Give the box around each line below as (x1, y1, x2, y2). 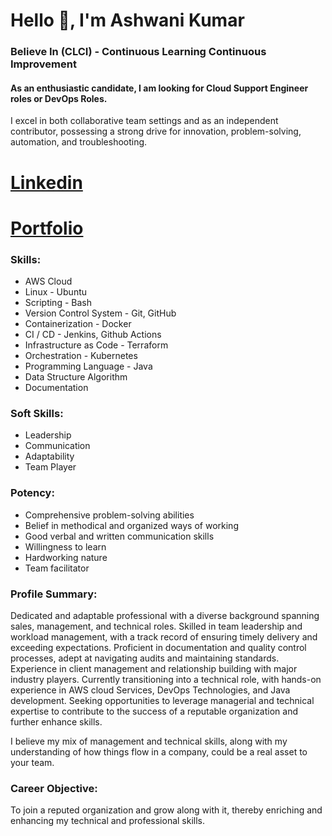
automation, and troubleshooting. (10, 136, 148, 148)
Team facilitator (24, 562, 90, 574)
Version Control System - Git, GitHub (24, 307, 177, 319)
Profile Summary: (10, 587, 98, 601)
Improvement (10, 57, 77, 71)
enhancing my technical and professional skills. (10, 815, 206, 827)
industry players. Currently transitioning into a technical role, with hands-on (10, 673, 322, 685)
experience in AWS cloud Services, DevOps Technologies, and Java (10, 684, 291, 696)
